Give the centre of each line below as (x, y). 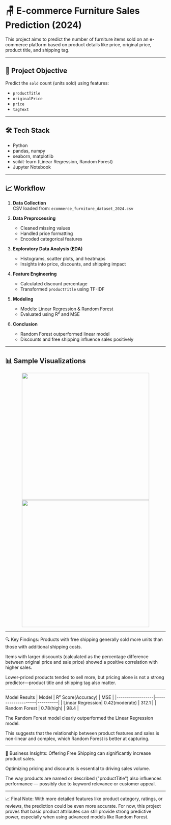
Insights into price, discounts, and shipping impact (73, 264)
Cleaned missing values (45, 228)
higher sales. (19, 667)
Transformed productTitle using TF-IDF (62, 289)
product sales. (20, 759)
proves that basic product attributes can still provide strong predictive (78, 812)
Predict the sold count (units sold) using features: (57, 83)
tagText (21, 109)
